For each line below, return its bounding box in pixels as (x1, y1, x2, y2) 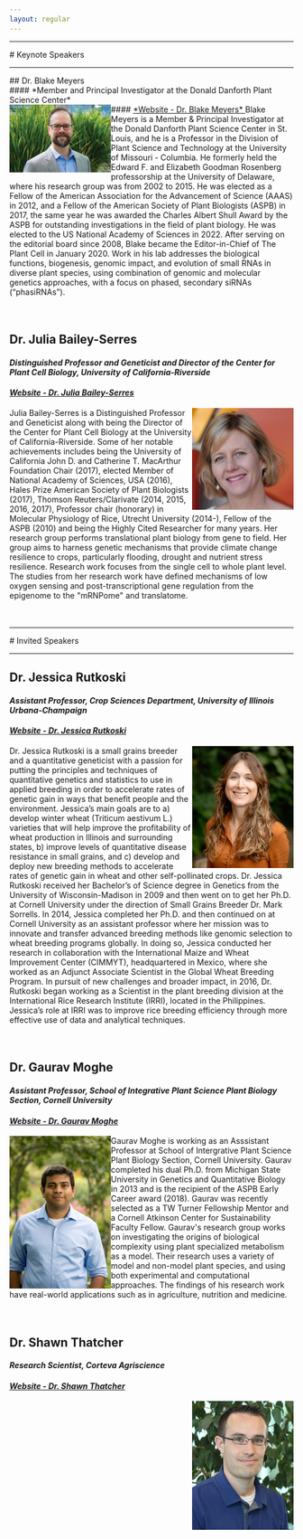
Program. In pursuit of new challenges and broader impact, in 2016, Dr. (9, 977, 272, 987)
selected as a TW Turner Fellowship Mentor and (111, 1203, 289, 1213)
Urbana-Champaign (9, 704, 87, 715)
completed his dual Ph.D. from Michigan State (111, 1165, 281, 1175)
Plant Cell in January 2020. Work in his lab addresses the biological (9, 248, 260, 259)
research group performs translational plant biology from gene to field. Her (9, 532, 288, 543)
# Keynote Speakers (9, 49, 85, 60)
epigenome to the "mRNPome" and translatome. (9, 590, 188, 600)
